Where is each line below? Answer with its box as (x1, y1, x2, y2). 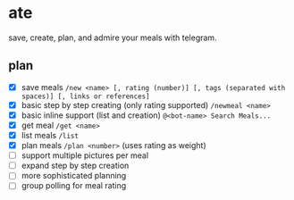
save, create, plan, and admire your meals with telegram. (8, 32, 217, 43)
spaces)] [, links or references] (21, 92, 150, 101)
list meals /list (21, 130, 80, 140)
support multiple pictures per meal (21, 150, 149, 161)
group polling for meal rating (21, 180, 127, 191)
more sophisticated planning (21, 171, 127, 181)
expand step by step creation (21, 160, 130, 171)
